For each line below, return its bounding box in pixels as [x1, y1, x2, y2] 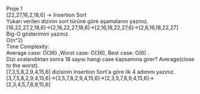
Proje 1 [6, 5, 23, 12]
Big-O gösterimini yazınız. [6, 30, 70, 37]
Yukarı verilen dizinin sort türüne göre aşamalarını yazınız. [6, 18, 149, 24]
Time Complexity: [6, 43, 50, 50]
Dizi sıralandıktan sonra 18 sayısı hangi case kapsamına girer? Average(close [6, 56, 195, 62]
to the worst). [6, 62, 39, 69]
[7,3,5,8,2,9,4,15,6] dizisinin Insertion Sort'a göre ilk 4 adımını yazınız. [6, 68, 176, 75]
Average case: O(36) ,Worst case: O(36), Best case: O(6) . [6, 49, 149, 56]
